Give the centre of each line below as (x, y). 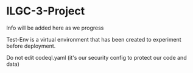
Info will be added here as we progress (55, 28)
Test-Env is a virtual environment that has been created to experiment (94, 39)
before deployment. (31, 46)
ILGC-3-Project (46, 11)
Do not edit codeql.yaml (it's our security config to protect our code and (96, 57)
